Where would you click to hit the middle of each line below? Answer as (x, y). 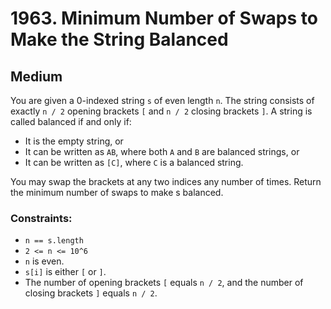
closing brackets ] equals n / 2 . (91, 293)
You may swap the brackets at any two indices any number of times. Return (166, 181)
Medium (36, 76)
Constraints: (41, 218)
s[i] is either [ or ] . (65, 272)
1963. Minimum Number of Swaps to (164, 18)
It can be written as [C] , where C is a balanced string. (134, 162)
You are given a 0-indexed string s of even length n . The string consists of (162, 100)
